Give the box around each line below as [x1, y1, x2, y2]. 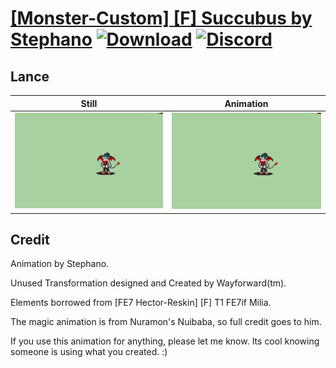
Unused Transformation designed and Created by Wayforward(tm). [10, 277, 287, 289]
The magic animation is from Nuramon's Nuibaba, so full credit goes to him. [10, 316, 322, 328]
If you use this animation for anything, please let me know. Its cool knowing [10, 335, 320, 347]
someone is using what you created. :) [10, 346, 168, 358]
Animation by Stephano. [10, 258, 110, 270]
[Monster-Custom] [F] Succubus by [10, 7, 313, 30]
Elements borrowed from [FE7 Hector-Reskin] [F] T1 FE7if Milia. [10, 297, 272, 309]
